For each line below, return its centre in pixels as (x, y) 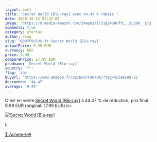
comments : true (20, 28)
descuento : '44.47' (25, 82)
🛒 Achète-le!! (18, 134)
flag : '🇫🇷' (17, 73)
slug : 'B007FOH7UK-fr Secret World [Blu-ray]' (53, 41)
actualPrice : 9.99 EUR (28, 46)
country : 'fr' (19, 69)
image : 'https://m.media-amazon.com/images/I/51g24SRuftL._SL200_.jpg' (79, 23)
